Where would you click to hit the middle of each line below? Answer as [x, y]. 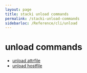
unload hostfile [27, 66]
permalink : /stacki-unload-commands [42, 18]
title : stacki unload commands [37, 14]
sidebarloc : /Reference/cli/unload [41, 23]
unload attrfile [26, 61]
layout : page [18, 9]
